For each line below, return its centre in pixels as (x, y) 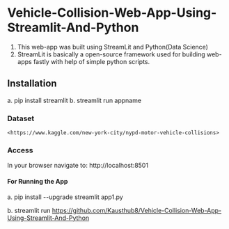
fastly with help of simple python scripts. (92, 61)
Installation (32, 84)
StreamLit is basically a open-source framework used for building (111, 54)
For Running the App (38, 181)
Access (20, 150)
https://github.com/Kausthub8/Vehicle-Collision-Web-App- (137, 210)
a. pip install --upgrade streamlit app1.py (65, 197)
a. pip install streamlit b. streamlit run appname (74, 100)
